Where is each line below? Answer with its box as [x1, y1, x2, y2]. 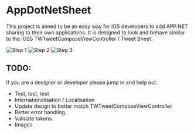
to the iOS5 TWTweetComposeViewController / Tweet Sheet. [6, 35, 153, 42]
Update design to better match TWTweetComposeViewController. [14, 103, 173, 110]
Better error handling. [14, 108, 67, 115]
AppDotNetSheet [6, 3, 91, 17]
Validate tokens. [14, 115, 54, 122]
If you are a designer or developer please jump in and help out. [6, 79, 158, 86]
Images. [14, 121, 34, 128]
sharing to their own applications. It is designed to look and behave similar [6, 29, 185, 36]
